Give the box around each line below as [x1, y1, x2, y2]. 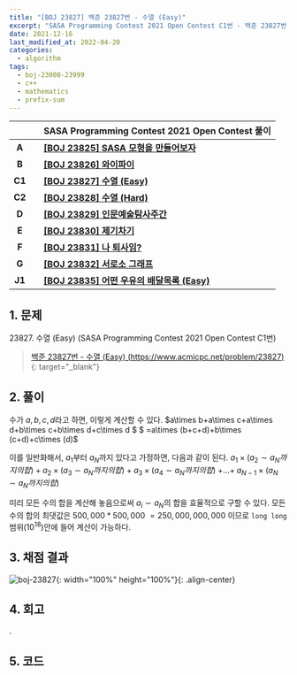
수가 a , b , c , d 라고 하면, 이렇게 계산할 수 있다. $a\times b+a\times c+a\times [9, 415, 273, 425]
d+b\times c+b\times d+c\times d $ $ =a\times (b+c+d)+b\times [9, 425, 242, 434]
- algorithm [17, 54, 62, 63]
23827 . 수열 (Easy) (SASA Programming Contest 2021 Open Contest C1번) [9, 333, 277, 343]
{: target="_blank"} [30, 362, 100, 372]
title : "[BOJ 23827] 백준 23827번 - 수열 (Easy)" [9, 12, 187, 22]
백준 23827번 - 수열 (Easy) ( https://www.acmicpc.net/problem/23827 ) [30, 351, 285, 363]
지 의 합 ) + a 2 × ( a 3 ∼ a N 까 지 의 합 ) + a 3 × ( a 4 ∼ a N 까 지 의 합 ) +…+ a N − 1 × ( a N [9, 464, 278, 478]
